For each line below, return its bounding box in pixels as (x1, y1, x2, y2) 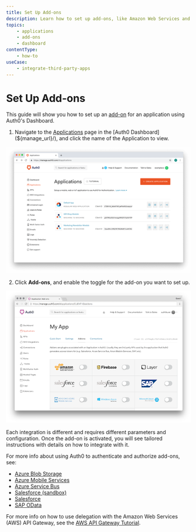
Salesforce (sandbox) (14, 489, 67, 496)
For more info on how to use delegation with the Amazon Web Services (6, 513, 178, 520)
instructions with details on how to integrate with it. (6, 441, 130, 448)
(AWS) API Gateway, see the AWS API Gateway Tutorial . (6, 519, 141, 526)
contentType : (6, 47, 38, 53)
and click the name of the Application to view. (59, 135, 170, 142)
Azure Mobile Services (14, 476, 70, 483)
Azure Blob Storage (14, 470, 62, 477)
